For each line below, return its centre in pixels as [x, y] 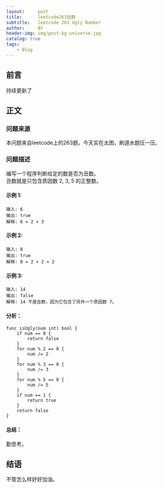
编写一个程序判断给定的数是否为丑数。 [52, 173]
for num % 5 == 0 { [41, 380]
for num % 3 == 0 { [41, 365]
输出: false [20, 296]
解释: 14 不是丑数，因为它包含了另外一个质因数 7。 [61, 302]
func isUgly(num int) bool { [42, 329]
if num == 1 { [34, 395]
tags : [13, 45]
